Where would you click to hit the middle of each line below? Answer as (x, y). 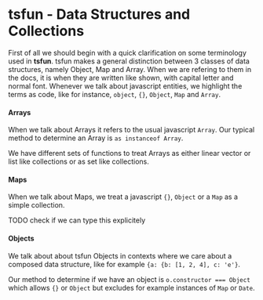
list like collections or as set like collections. (79, 161)
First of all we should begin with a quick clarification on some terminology (128, 52)
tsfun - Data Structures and (99, 14)
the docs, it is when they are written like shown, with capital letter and (121, 78)
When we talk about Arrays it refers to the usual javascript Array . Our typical (131, 130)
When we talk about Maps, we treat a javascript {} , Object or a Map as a (123, 197)
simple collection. (37, 205)
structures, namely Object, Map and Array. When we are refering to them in (130, 69)
